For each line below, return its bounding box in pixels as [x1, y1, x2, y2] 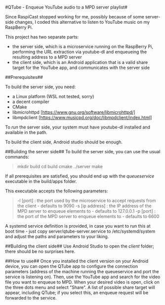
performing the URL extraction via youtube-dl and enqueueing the [12, 49, 147, 55]
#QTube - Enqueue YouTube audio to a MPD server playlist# [5, 4, 127, 10]
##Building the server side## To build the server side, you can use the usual [5, 149, 161, 154]
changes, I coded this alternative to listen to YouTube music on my [14, 19, 150, 25]
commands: [5, 154, 30, 160]
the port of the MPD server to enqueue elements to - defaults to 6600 [17, 213, 160, 219]
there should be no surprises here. [5, 248, 76, 254]
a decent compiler [12, 99, 49, 105]
